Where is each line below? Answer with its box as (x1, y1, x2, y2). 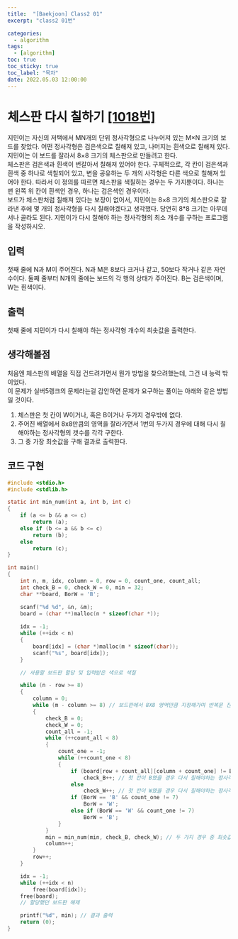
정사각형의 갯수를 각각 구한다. (42, 428, 124, 436)
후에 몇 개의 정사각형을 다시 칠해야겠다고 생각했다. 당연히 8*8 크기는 (20, 204, 209, 213)
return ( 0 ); (20, 918, 55, 926)
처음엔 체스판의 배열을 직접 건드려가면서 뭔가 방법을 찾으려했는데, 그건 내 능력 (7, 368, 221, 377)
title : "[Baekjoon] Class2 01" (7, 10, 103, 18)
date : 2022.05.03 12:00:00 (7, 76, 87, 83)
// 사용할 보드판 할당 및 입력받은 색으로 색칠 (20, 669, 136, 676)
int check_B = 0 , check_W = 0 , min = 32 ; (20, 583, 144, 591)
